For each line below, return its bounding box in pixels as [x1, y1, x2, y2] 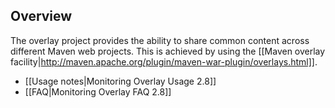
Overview [10, 8, 73, 25]
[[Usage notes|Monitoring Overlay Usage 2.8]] [24, 75, 217, 87]
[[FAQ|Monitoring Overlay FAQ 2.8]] [24, 85, 172, 98]
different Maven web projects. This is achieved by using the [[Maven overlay [10, 45, 326, 57]
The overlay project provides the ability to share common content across [10, 34, 310, 46]
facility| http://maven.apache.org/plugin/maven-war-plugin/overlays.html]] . [10, 55, 318, 68]
